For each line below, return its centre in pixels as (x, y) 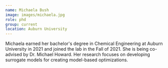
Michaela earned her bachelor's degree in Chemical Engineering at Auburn (84, 43)
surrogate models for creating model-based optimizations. (67, 60)
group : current (21, 24)
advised (14, 55)
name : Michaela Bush (27, 10)
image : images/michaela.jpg (35, 15)
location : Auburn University (36, 29)
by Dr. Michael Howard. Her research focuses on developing (87, 55)
